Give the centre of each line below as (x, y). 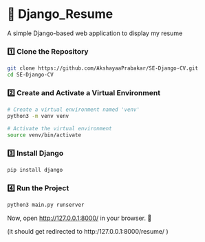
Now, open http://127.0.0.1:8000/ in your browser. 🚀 (79, 218)
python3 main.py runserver (46, 205)
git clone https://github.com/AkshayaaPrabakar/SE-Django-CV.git (102, 68)
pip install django (35, 170)
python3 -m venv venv (38, 117)
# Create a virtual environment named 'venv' (73, 110)
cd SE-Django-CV (30, 75)
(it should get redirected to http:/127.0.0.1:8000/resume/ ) (88, 232)
